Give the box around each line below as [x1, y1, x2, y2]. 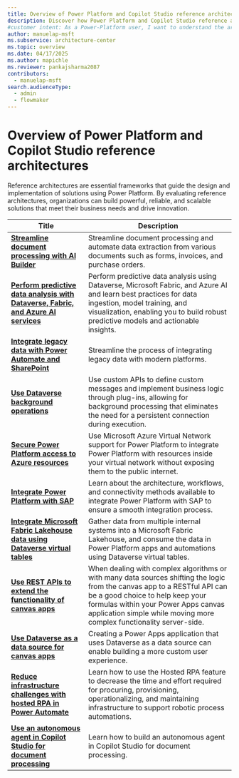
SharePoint [11, 363, 50, 373]
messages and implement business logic [87, 383, 224, 393]
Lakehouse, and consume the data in [87, 534, 211, 544]
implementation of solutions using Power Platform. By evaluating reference [7, 188, 226, 197]
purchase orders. [87, 260, 146, 270]
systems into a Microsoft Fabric [87, 525, 193, 535]
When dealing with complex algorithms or [87, 563, 228, 573]
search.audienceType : [7, 83, 72, 91]
